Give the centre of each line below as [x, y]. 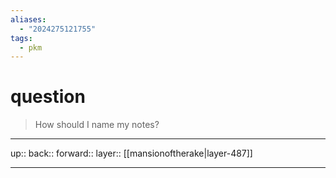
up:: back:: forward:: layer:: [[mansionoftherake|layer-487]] [131, 153]
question [48, 97]
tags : [21, 38]
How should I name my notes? [97, 125]
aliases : [28, 19]
